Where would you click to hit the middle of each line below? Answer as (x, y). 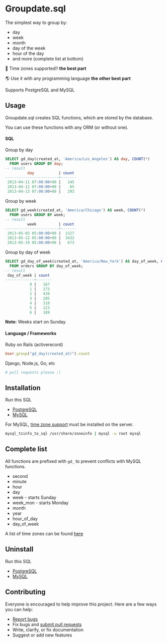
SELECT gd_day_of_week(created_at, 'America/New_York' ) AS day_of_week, (82, 261)
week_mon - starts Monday (40, 503)
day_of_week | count (29, 275)
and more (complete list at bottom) (48, 58)
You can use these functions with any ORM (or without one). (67, 127)
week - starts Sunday (34, 497)
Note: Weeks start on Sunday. (36, 322)
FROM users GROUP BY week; (38, 215)
